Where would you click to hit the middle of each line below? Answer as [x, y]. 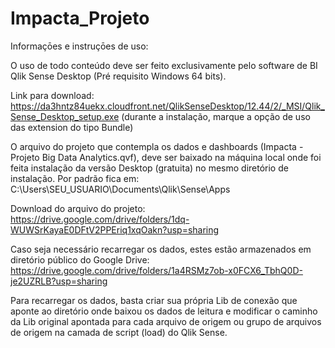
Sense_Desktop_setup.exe [65, 116]
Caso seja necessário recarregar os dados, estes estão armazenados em [161, 249]
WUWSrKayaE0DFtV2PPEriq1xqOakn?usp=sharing [115, 229]
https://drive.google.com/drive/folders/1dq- [100, 219]
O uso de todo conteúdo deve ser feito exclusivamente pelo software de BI [164, 65]
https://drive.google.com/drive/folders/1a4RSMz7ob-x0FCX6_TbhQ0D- [156, 270]
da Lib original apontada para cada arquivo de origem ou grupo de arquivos [166, 321]
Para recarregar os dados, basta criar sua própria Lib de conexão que [154, 300]
